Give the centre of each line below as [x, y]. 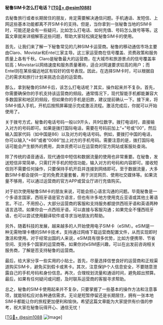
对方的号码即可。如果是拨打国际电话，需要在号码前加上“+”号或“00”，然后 [83, 128]
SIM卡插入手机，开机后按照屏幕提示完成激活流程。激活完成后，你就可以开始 [81, 106]
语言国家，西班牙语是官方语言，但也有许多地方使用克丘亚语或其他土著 [83, 197]
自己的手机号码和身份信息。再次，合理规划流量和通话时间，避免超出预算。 [83, 273]
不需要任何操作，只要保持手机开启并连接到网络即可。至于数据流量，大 [83, 169]
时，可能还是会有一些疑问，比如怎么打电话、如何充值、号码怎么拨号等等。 [79, 30]
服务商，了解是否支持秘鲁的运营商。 [41, 250]
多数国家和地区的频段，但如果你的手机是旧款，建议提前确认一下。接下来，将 [81, 99]
